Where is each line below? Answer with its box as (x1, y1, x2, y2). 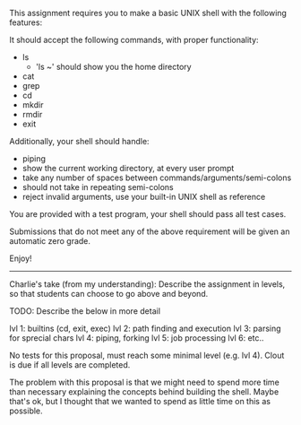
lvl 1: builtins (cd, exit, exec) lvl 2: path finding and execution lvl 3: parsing (9, 323, 281, 334)
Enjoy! (9, 253, 33, 264)
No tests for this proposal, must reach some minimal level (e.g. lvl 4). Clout (9, 350, 285, 360)
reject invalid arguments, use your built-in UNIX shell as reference (21, 192, 266, 202)
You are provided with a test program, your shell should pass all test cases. (9, 209, 287, 219)
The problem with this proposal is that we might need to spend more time (9, 377, 279, 387)
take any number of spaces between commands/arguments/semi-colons (21, 172, 292, 183)
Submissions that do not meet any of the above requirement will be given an (9, 226, 290, 237)
